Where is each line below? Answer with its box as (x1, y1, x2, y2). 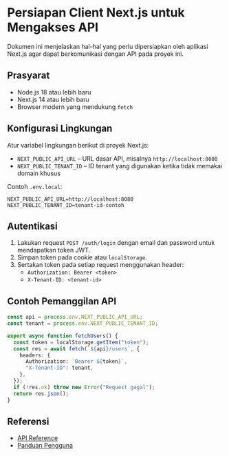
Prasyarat (7, 70, 50, 81)
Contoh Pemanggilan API (7, 295, 117, 307)
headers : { (19, 352, 51, 359)
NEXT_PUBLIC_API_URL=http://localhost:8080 (7, 195, 134, 203)
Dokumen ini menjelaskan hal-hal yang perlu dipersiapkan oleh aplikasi (7, 42, 208, 50)
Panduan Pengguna (17, 442, 74, 450)
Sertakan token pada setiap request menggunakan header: (17, 261, 184, 269)
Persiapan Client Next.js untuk (7, 5, 186, 21)
